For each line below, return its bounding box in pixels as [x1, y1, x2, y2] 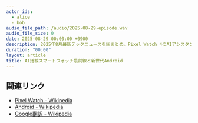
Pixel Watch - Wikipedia [14, 97, 72, 104]
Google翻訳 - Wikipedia [14, 110, 72, 118]
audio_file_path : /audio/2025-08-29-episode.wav [6, 25, 128, 31]
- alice [11, 14, 31, 20]
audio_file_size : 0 [6, 31, 54, 36]
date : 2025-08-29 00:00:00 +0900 [6, 36, 88, 42]
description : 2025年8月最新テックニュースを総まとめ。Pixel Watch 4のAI [6, 42, 172, 48]
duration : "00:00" [6, 47, 51, 53]
